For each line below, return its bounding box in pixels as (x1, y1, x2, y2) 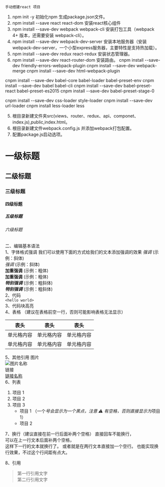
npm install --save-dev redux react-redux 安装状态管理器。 (12, 51, 132, 57)
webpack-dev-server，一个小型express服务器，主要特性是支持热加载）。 (12, 45, 160, 50)
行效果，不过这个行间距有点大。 (5, 449, 70, 455)
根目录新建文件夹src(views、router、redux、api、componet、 (12, 113, 139, 119)
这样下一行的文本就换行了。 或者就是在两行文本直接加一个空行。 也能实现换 (5, 443, 159, 449)
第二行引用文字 (17, 476, 48, 483)
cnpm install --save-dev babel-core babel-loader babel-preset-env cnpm (5, 78, 154, 83)
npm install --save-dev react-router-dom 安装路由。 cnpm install (12, 57, 144, 63)
